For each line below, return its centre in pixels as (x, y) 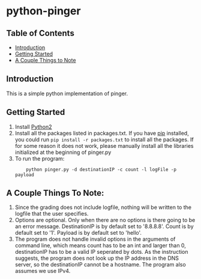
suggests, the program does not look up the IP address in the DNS (97, 258)
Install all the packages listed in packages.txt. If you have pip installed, (102, 133)
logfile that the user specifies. (52, 214)
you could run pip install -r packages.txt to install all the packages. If (104, 139)
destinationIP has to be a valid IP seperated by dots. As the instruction (101, 252)
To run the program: (40, 158)
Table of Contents (40, 33)
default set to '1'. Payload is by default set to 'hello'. (78, 233)
